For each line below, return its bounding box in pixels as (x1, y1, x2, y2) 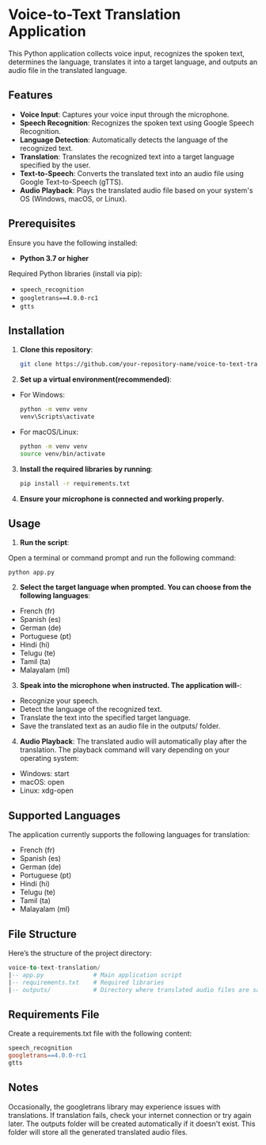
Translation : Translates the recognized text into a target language (19, 152, 235, 161)
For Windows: (19, 390, 66, 400)
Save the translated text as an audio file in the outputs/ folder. (19, 721, 221, 731)
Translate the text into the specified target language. (19, 713, 192, 723)
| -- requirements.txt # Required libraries (8, 978, 165, 986)
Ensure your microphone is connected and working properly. (19, 494, 224, 503)
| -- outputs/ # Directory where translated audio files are (8, 986, 249, 993)
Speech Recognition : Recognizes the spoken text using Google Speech (19, 117, 255, 128)
